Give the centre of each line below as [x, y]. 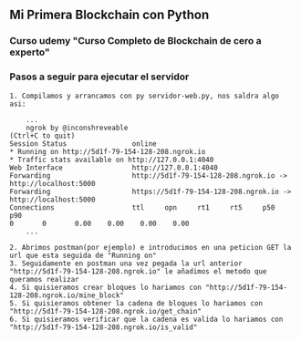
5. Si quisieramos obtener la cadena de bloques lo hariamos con [136, 303]
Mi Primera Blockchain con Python [109, 15]
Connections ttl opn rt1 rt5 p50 [142, 207]
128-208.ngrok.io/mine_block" [67, 295]
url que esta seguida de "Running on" [83, 255]
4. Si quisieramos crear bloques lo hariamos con [106, 287]
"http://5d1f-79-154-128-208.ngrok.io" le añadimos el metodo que [138, 271]
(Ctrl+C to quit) [42, 136]
